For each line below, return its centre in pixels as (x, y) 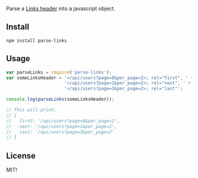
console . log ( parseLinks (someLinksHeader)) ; (60, 100)
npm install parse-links (37, 41)
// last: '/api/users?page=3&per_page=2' (60, 132)
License (21, 156)
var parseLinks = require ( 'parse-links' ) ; (59, 72)
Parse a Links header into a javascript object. (61, 9)
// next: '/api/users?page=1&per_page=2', (62, 126)
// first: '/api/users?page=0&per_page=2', (63, 121)
